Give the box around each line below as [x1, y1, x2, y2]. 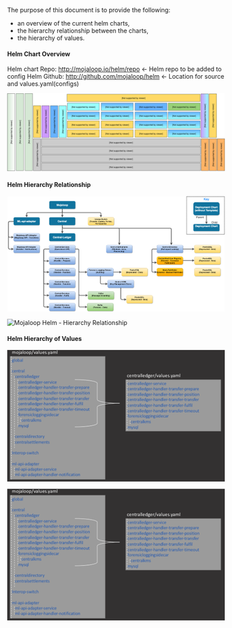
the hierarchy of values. [17, 34, 85, 42]
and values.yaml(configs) [7, 79, 79, 88]
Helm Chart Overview [7, 50, 70, 58]
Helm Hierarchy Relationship [7, 180, 91, 188]
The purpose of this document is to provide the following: [7, 6, 171, 14]
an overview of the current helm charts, [17, 19, 130, 27]
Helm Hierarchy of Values [7, 334, 82, 342]
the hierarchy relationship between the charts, [17, 27, 148, 35]
